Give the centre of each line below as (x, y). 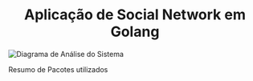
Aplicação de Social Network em (135, 15)
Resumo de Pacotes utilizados (58, 69)
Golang (135, 32)
